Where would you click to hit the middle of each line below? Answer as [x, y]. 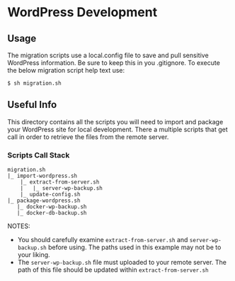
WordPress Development [82, 12]
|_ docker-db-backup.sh [52, 213]
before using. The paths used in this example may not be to [135, 247]
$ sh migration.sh [34, 83]
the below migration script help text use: [66, 70]
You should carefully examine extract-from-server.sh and [103, 240]
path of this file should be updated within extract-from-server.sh [113, 270]
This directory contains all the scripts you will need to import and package [115, 121]
